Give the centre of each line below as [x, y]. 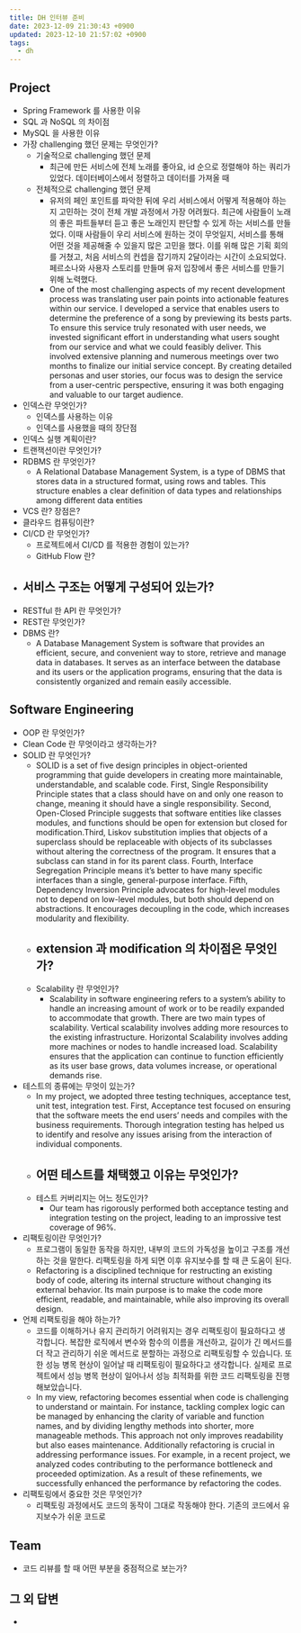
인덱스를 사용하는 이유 [75, 416]
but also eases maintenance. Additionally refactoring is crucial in [155, 1445]
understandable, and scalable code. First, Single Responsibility [152, 784]
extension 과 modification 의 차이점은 [139, 948]
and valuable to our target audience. [116, 394]
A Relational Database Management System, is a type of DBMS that [160, 471]
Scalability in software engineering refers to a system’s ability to [167, 999]
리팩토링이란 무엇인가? [62, 1238]
